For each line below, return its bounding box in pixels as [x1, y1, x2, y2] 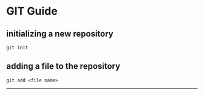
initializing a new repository [6, 29, 114, 39]
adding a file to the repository [6, 61, 120, 71]
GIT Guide [6, 4, 58, 18]
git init [6, 44, 29, 51]
